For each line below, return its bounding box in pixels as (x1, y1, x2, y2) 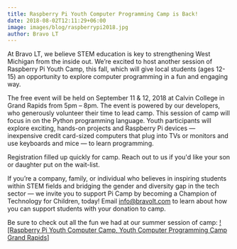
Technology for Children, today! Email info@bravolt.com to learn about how (7, 197, 228, 206)
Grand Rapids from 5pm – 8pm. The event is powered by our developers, (7, 101, 221, 110)
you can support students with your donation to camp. (7, 204, 167, 213)
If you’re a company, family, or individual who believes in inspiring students (7, 174, 227, 183)
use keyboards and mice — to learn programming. (7, 139, 154, 148)
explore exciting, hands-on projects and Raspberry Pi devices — (7, 124, 196, 132)
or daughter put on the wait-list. (7, 161, 101, 169)
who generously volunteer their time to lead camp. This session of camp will (7, 109, 231, 117)
